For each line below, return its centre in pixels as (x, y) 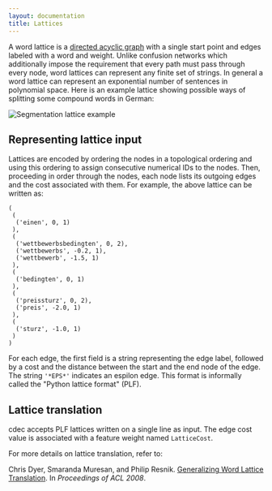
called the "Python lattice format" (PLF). (75, 384)
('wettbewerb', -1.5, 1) (57, 258)
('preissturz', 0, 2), (54, 301)
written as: (26, 194)
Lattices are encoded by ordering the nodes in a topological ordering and (130, 159)
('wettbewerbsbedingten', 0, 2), (72, 244)
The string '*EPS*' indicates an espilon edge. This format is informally (125, 376)
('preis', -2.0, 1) (49, 308)
